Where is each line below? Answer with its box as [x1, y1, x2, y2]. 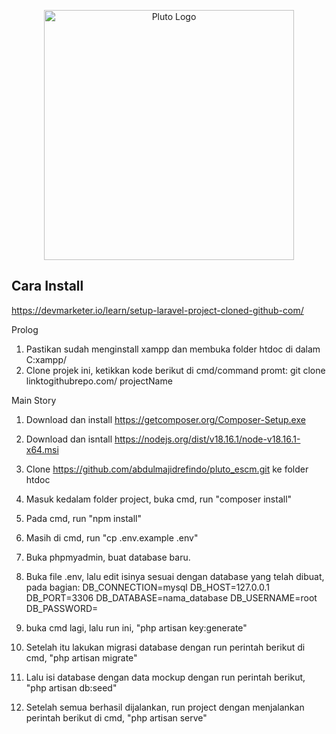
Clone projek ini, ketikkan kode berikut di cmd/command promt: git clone [25, 364, 326, 376]
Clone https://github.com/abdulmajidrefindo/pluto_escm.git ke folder [25, 463, 309, 475]
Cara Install [11, 278, 84, 295]
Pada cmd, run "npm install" [25, 512, 142, 524]
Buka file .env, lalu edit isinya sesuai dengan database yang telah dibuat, [25, 570, 325, 582]
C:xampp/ [25, 353, 68, 365]
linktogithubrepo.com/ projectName [25, 375, 173, 387]
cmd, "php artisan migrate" [25, 651, 138, 664]
